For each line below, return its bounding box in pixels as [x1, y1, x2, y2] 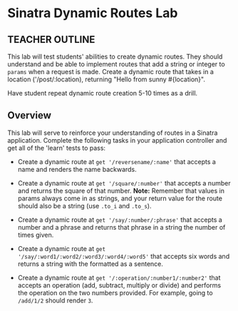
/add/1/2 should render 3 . [17, 296, 93, 305]
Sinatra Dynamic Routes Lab [7, 5, 178, 21]
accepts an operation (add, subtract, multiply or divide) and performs [17, 280, 222, 290]
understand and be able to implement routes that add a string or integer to [7, 60, 226, 68]
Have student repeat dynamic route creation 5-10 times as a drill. [7, 89, 198, 97]
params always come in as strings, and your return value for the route [17, 194, 223, 203]
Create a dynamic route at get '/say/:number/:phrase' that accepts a [17, 215, 222, 224]
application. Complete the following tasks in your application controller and [7, 136, 227, 144]
